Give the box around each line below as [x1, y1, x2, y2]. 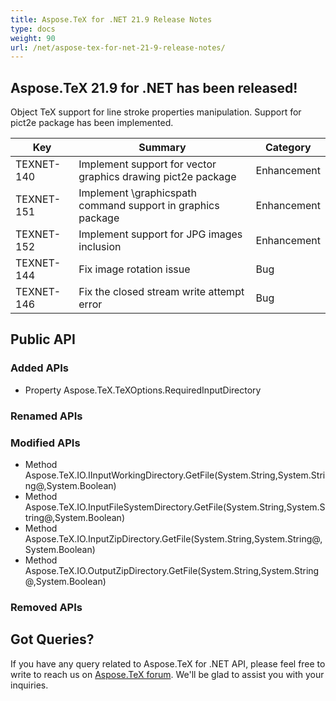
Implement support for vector [78, 157, 217, 171]
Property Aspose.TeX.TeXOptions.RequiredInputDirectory [24, 384, 262, 396]
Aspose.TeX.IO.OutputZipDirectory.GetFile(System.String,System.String [24, 564, 320, 576]
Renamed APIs [10, 409, 83, 423]
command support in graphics [78, 199, 220, 213]
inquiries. [10, 679, 49, 691]
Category [264, 141, 312, 155]
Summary [138, 141, 187, 155]
